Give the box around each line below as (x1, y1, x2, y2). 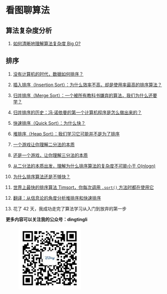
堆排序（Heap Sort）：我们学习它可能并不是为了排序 (13, 130, 120, 136)
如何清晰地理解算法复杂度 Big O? (13, 41, 81, 46)
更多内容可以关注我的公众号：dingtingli (6, 216, 88, 222)
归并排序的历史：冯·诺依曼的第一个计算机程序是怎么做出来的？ (13, 109, 142, 115)
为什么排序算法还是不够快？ (13, 173, 71, 179)
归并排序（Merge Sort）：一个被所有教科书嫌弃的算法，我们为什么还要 (13, 92, 157, 98)
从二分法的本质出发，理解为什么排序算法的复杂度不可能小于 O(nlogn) (13, 163, 156, 169)
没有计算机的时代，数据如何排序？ (13, 71, 84, 77)
